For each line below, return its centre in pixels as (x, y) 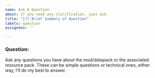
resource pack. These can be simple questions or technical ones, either (77, 65)
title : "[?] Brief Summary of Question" (47, 19)
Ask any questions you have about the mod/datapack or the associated (77, 60)
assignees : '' (20, 28)
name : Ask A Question (27, 10)
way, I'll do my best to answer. (36, 70)
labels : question (23, 23)
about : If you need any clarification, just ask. (57, 14)
